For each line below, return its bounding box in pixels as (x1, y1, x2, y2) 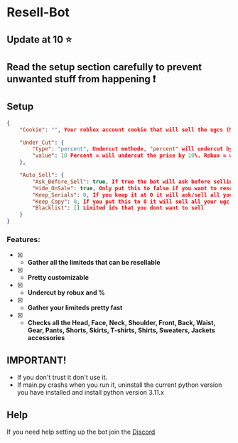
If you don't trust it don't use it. (16, 373, 108, 382)
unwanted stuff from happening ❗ (6, 72, 156, 85)
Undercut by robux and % (27, 288, 105, 297)
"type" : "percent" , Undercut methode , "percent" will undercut (32, 146, 223, 153)
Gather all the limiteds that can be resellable (27, 258, 161, 267)
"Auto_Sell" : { (19, 172, 65, 179)
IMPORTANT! (6, 354, 67, 366)
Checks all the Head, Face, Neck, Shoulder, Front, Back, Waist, (27, 319, 216, 327)
